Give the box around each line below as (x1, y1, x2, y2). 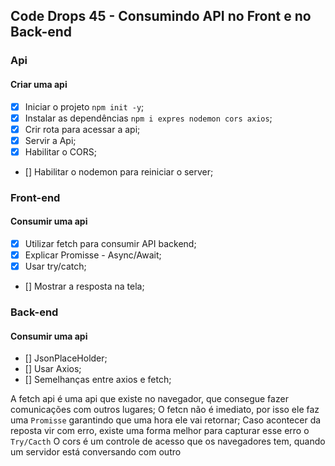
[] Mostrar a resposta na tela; (24, 280, 145, 293)
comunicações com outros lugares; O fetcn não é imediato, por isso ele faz (10, 404, 320, 416)
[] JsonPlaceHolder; (24, 352, 108, 364)
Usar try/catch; (24, 260, 87, 273)
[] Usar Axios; (24, 363, 82, 375)
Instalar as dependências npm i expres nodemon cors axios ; (24, 112, 273, 124)
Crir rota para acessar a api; (24, 123, 141, 135)
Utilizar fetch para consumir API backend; (24, 237, 197, 249)
